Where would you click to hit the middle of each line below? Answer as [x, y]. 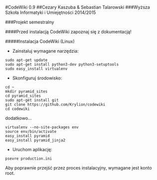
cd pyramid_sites [23, 96]
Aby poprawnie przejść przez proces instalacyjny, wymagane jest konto [79, 168]
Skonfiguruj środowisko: [37, 78]
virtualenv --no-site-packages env [42, 127]
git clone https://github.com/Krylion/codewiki [55, 104]
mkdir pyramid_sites [27, 91]
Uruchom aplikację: [32, 149]
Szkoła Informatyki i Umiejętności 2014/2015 [50, 12]
